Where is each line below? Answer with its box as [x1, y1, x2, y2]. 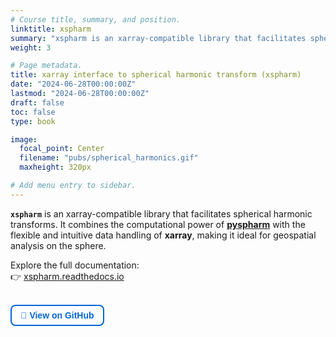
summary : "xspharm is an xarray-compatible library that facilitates [10, 33, 307, 43]
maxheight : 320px [19, 162, 92, 173]
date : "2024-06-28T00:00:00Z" [10, 79, 137, 90]
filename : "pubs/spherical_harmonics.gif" [19, 153, 199, 163]
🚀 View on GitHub [20, 309, 95, 321]
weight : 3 [10, 42, 52, 53]
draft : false [10, 97, 65, 108]
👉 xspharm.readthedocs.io [10, 270, 125, 282]
